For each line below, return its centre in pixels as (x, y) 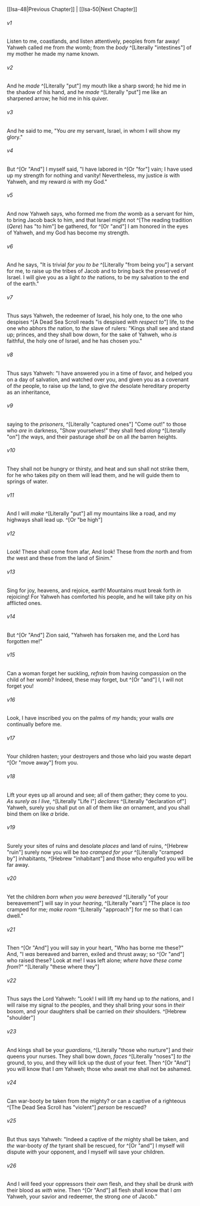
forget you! (20, 686)
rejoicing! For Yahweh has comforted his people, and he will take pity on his (99, 596)
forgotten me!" (25, 641)
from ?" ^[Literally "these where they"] (53, 967)
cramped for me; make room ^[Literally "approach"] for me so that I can (95, 910)
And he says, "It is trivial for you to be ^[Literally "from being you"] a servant (100, 265)
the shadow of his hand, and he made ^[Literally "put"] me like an (87, 92)
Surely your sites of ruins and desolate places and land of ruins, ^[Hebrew (97, 845)
